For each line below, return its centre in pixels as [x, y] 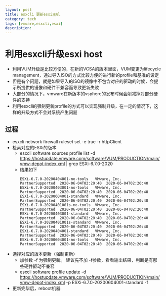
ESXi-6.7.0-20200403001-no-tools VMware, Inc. [71, 187]
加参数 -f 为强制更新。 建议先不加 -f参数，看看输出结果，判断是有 [86, 260]
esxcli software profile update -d [53, 272]
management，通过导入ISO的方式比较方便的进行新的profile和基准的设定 [85, 75]
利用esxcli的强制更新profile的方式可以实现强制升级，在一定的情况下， [83, 106]
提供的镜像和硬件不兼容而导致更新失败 [60, 88]
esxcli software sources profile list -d [57, 153]
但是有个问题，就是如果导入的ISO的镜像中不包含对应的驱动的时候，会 [83, 81]
